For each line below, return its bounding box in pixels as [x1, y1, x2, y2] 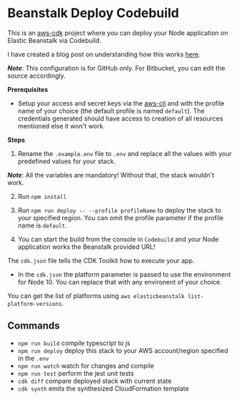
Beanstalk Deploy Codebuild [7, 5, 180, 21]
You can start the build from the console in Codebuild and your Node [17, 235, 219, 243]
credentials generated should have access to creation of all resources [17, 114, 223, 123]
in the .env [17, 354, 49, 362]
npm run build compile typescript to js [17, 339, 131, 347]
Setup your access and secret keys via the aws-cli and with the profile [17, 98, 225, 108]
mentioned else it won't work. [17, 121, 106, 130]
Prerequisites [7, 85, 49, 93]
